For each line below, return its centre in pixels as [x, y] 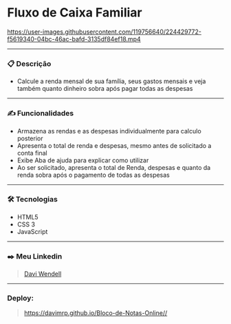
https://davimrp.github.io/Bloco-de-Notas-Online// [96, 313]
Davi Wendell [43, 274]
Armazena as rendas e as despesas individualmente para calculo [109, 131]
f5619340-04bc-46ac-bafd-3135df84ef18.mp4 [74, 39]
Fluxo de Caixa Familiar [75, 13]
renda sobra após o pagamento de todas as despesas [93, 175]
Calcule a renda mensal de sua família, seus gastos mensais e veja [111, 81]
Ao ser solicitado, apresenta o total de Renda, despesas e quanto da [114, 167]
